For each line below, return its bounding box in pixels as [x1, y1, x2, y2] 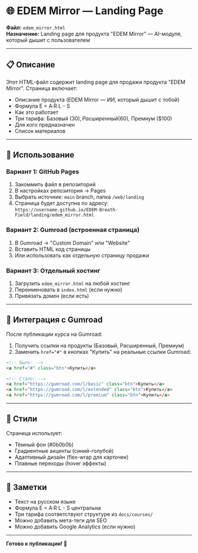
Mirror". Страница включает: [6, 84, 78, 92]
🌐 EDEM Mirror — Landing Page [6, 4, 164, 18]
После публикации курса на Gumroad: [6, 330, 103, 337]
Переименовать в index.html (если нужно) [14, 286, 123, 293]
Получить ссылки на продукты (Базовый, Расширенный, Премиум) [14, 342, 184, 349]
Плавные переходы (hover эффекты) [14, 459, 107, 466]
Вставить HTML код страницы [14, 246, 91, 253]
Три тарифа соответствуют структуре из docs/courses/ [14, 511, 153, 518]
